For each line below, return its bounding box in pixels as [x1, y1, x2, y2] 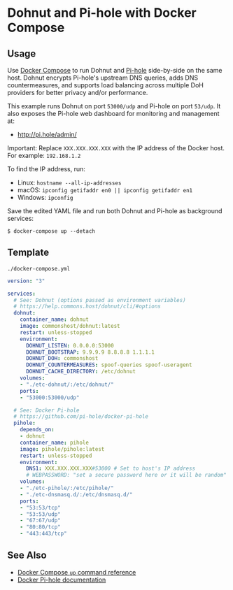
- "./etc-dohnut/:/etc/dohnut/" [20, 381, 114, 388]
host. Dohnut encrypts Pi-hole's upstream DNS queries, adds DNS [7, 73, 198, 82]
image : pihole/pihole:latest [20, 445, 105, 452]
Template [7, 247, 50, 259]
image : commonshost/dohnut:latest [20, 323, 120, 330]
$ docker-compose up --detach [7, 228, 96, 235]
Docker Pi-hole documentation [17, 575, 106, 584]
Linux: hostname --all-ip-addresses [17, 178, 122, 187]
